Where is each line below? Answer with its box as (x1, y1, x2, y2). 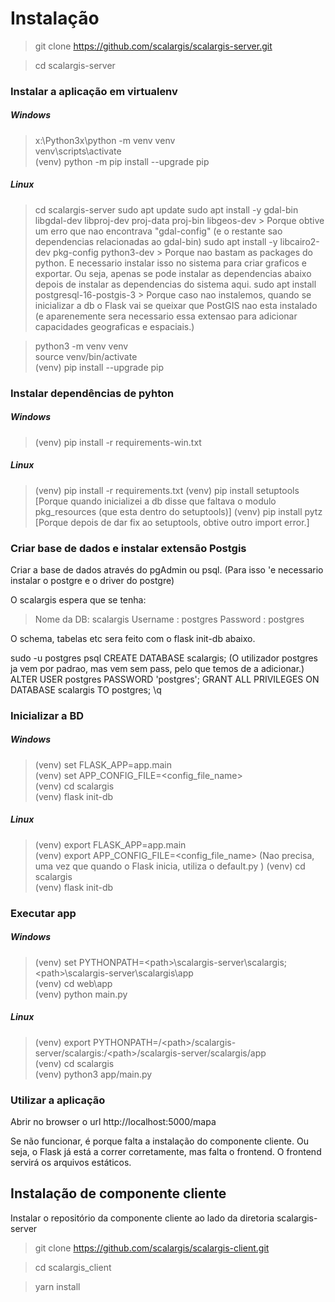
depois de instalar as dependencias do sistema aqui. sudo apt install (34, 278, 317, 290)
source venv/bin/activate (34, 350, 138, 362)
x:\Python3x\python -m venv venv (34, 134, 176, 146)
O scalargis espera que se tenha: (10, 593, 147, 606)
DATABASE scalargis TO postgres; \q (10, 683, 162, 696)
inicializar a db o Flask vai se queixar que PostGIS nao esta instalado (34, 299, 318, 311)
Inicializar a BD (10, 708, 85, 722)
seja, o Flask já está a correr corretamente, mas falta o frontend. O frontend (10, 1145, 322, 1157)
